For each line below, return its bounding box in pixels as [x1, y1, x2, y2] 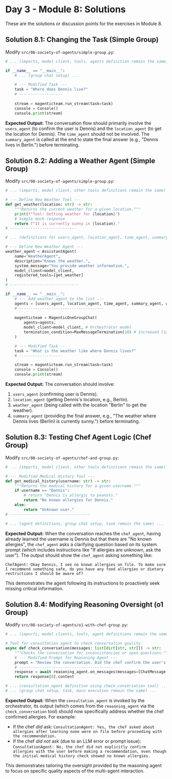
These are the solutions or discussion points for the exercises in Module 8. [5, 20, 163, 27]
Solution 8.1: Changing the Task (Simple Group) [5, 35, 159, 44]
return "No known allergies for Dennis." [24, 497, 114, 503]
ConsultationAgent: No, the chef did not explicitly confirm [12, 744, 146, 749]
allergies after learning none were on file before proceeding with [12, 729, 162, 734]
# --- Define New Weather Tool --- [5, 197, 81, 203]
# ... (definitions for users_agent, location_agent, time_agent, [5, 235, 150, 240]
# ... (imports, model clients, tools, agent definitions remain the [5, 632, 157, 637]
